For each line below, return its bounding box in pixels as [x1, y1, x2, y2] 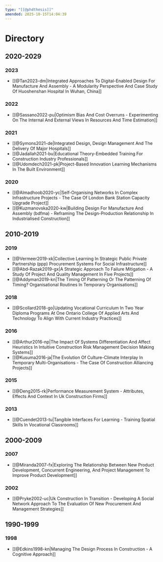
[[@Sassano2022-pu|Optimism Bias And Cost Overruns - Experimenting [12, 112, 158, 117]
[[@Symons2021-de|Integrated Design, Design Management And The [12, 140, 153, 146]
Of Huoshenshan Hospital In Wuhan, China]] [12, 89, 102, 94]
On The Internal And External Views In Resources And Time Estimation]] [12, 117, 158, 123]
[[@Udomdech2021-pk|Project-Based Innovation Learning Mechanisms [12, 161, 157, 167]
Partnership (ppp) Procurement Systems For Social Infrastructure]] [12, 260, 147, 267]
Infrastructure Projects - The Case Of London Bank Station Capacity [12, 195, 150, 201]
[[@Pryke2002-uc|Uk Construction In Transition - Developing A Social [12, 495, 154, 502]
